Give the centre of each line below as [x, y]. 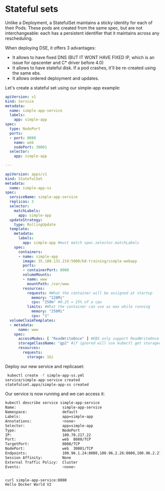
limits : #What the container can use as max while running [89, 307]
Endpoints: [16, 453]
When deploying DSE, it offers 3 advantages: [50, 48]
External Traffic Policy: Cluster [41, 462]
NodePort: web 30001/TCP [49, 449]
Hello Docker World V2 [28, 485]
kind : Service [20, 101]
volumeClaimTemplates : [33, 320]
